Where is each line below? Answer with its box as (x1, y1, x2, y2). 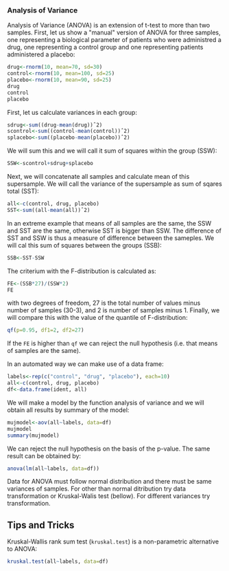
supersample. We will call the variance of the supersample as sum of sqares (7, 180, 223, 188)
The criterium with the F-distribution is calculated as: (7, 267, 156, 275)
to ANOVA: (7, 545, 38, 553)
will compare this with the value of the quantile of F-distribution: (7, 314, 188, 322)
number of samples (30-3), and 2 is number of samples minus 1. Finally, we (7, 306, 220, 314)
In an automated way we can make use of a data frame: (7, 360, 165, 368)
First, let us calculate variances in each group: (7, 108, 137, 116)
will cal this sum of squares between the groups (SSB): (7, 241, 162, 249)
